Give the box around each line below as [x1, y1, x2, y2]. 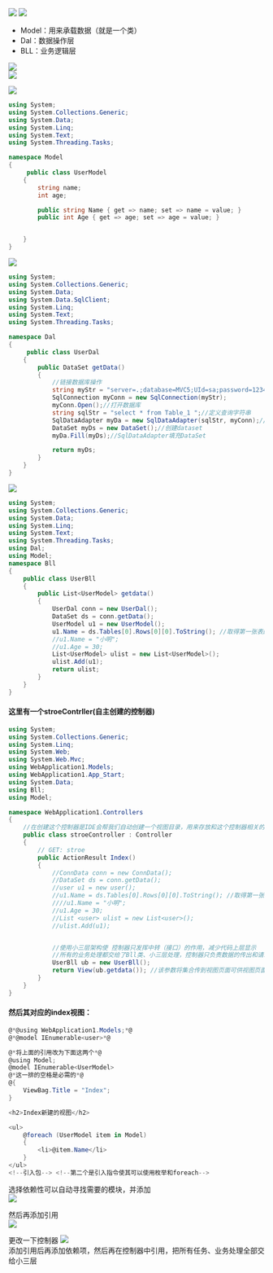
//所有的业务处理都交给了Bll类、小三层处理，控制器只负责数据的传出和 [51, 951, 258, 959]
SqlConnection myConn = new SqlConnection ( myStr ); [51, 393, 227, 402]
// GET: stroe [37, 845, 85, 854]
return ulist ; [51, 665, 100, 674]
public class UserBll [23, 574, 96, 582]
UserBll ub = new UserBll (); [51, 959, 151, 967]
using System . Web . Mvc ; [8, 756, 85, 764]
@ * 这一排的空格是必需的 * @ [8, 1071, 84, 1079]
